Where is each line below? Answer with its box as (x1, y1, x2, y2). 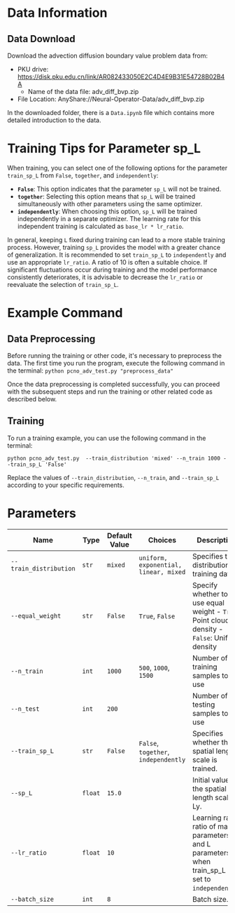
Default (107, 531, 133, 540)
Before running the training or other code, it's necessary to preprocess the (7, 351, 222, 359)
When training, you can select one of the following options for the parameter (7, 164, 228, 172)
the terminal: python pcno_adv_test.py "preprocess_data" (7, 366, 173, 375)
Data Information (7, 5, 108, 21)
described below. (7, 394, 57, 403)
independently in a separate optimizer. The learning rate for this (17, 214, 201, 222)
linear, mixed (138, 568, 186, 576)
